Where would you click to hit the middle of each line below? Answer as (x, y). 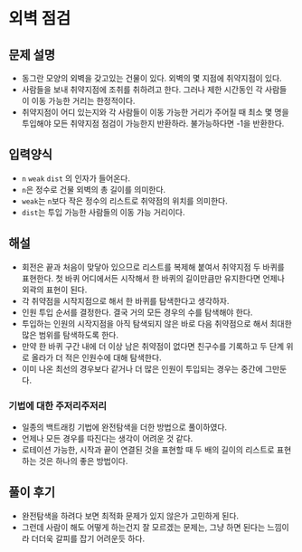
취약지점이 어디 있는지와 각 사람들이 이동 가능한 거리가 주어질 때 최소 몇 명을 (156, 112)
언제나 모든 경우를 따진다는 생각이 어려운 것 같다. (107, 438)
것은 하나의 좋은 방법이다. (83, 461)
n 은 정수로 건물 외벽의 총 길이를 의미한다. (94, 189)
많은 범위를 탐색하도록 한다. (70, 335)
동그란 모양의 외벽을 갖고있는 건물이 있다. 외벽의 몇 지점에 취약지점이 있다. (151, 78)
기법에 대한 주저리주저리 (58, 405)
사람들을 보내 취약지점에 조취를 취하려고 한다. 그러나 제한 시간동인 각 (142, 90)
